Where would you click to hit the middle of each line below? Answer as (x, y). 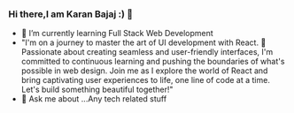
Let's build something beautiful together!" (97, 90)
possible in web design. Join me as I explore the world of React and (144, 71)
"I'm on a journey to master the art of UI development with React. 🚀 (143, 42)
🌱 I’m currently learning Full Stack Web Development (117, 34)
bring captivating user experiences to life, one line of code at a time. (146, 80)
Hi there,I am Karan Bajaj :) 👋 (71, 14)
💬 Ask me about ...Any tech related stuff (94, 99)
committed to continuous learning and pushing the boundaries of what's (153, 62)
